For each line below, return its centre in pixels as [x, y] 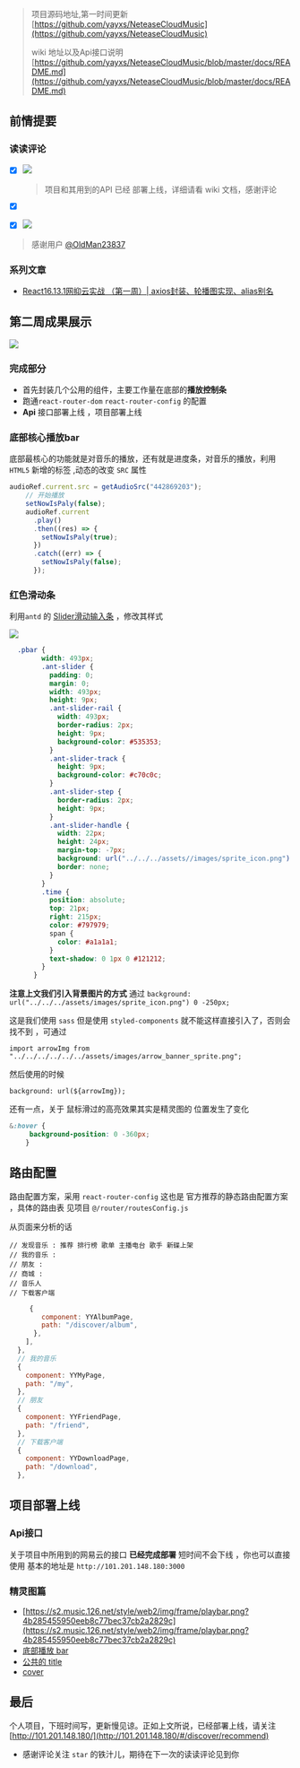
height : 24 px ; [83, 842]
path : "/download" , [62, 1467]
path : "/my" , [50, 1384]
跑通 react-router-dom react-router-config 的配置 [115, 401]
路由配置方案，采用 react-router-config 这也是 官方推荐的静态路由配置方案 [149, 1196]
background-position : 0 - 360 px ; [90, 1135]
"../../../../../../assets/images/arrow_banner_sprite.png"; [126, 1057]
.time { [56, 892]
